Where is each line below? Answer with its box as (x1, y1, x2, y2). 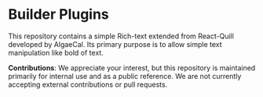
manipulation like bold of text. (8, 48, 104, 57)
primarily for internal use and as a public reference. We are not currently (8, 71, 242, 81)
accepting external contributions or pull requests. (8, 80, 168, 89)
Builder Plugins (8, 5, 110, 23)
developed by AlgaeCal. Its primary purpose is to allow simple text (8, 39, 222, 48)
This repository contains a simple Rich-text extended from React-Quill (8, 31, 234, 41)
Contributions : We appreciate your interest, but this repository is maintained (8, 63, 256, 72)
